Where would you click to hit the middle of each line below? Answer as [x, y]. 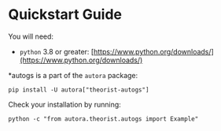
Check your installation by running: [65, 104]
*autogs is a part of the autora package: [73, 75]
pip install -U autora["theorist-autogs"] [79, 90]
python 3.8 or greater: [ [57, 51]
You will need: [31, 36]
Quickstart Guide [65, 15]
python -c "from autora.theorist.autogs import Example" [103, 119]
